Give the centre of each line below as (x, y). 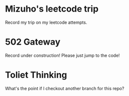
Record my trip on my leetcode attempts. (46, 22)
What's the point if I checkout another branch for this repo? (65, 88)
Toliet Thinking (36, 75)
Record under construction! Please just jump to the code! (63, 55)
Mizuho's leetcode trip (52, 9)
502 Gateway (33, 42)
